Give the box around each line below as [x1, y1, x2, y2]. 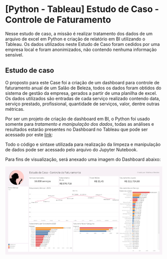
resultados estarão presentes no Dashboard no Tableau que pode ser [5, 126, 148, 132]
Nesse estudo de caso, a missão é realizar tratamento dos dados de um [5, 30, 153, 36]
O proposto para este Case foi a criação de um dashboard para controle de [5, 79, 160, 85]
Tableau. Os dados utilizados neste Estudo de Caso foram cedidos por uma [5, 41, 160, 47]
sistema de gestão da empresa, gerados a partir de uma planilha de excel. [5, 90, 157, 96]
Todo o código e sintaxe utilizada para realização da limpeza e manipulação [5, 141, 161, 147]
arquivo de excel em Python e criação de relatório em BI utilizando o [5, 36, 146, 42]
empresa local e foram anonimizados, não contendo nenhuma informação [5, 46, 157, 52]
